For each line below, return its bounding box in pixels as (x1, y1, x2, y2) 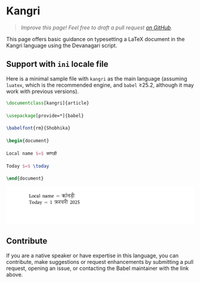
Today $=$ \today (6, 163, 50, 169)
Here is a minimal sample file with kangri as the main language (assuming (6, 75, 187, 82)
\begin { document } (6, 138, 50, 144)
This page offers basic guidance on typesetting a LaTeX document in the (6, 35, 185, 42)
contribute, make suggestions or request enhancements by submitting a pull (6, 258, 194, 265)
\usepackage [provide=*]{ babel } (6, 112, 84, 119)
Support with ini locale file (6, 59, 109, 69)
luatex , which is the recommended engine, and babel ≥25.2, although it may (6, 81, 194, 88)
